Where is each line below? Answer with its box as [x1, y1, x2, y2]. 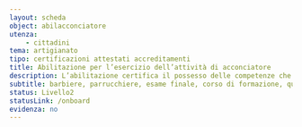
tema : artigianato [9, 47, 78, 55]
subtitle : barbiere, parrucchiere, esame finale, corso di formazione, [9, 80, 283, 89]
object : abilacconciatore [9, 21, 106, 30]
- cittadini [25, 38, 70, 47]
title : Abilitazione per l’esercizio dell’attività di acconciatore [9, 63, 271, 72]
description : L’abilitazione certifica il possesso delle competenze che [9, 72, 292, 80]
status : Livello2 [9, 88, 75, 97]
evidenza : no [9, 105, 58, 114]
